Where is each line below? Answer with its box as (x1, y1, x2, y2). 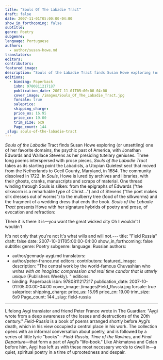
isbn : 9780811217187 (14, 83, 55, 89)
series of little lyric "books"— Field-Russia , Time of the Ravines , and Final (5, 334, 152, 340)
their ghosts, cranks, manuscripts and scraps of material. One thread (5, 178, 143, 184)
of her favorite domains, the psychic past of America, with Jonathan (5, 147, 141, 153)
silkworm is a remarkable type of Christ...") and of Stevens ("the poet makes (5, 189, 157, 195)
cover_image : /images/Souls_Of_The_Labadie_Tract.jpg (14, 93, 125, 98)
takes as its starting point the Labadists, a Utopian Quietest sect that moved (5, 163, 156, 169)
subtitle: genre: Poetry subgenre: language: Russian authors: (5, 244, 126, 249)
